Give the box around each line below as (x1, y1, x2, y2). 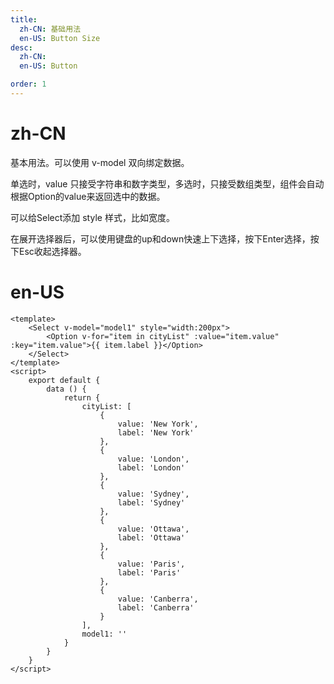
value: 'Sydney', (117, 489, 190, 499)
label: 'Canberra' (117, 602, 195, 613)
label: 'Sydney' (117, 497, 186, 508)
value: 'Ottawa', (117, 524, 190, 534)
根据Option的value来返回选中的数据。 (10, 190, 166, 202)
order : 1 (10, 79, 47, 90)
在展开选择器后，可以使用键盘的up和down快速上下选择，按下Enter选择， (10, 232, 311, 245)
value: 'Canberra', (117, 594, 199, 604)
